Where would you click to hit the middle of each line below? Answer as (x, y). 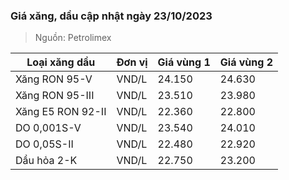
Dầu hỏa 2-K (46, 161)
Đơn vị (132, 62)
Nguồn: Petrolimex (73, 38)
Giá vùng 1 (184, 62)
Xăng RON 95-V (54, 79)
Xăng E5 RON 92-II (61, 112)
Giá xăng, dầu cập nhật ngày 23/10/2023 (111, 16)
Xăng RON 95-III (55, 96)
